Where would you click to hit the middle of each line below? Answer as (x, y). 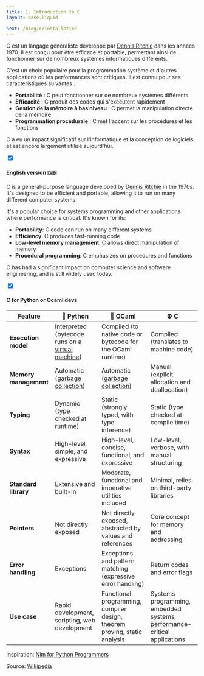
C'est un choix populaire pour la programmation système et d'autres (92, 71)
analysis (113, 639)
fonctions (27, 128)
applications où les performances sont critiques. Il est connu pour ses (93, 77)
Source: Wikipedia (29, 666)
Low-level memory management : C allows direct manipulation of (97, 242)
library (19, 491)
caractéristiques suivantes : (41, 83)
